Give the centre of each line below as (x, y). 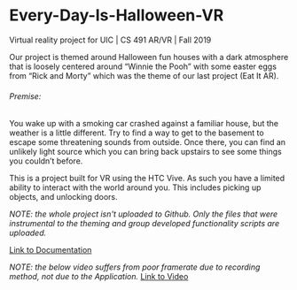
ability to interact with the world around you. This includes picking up (135, 187)
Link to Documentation (51, 250)
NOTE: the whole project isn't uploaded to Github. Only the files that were (144, 214)
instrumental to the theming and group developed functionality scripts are (145, 224)
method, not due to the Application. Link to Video (99, 277)
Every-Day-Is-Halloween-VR (117, 15)
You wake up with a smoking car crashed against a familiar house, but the (144, 124)
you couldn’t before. (46, 161)
